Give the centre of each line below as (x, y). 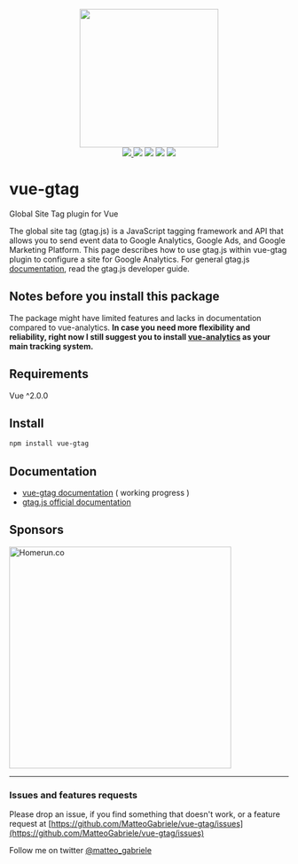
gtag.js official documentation (76, 502)
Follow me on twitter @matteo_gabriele (81, 851)
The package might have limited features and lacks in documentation (135, 318)
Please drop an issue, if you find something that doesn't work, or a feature (145, 814)
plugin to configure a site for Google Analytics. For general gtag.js (129, 259)
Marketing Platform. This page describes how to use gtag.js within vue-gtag (148, 249)
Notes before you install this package (114, 297)
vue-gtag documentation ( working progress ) (106, 493)
